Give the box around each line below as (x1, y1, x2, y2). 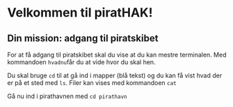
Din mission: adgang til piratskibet (7, 32, 159, 44)
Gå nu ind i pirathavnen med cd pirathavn (7, 92, 127, 100)
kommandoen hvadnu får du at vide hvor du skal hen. (7, 58, 156, 66)
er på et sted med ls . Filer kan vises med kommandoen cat (7, 79, 177, 87)
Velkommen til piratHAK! (7, 5, 153, 21)
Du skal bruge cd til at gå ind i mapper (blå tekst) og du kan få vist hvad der (7, 71, 223, 79)
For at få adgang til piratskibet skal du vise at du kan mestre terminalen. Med (7, 50, 227, 59)
